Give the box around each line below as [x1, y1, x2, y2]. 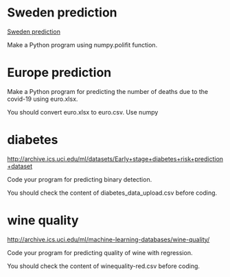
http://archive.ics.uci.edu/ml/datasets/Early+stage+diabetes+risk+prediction [7, 154, 224, 162]
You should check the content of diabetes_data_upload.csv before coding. [7, 189, 218, 197]
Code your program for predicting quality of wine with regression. [7, 248, 193, 256]
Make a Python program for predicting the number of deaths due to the [7, 87, 208, 95]
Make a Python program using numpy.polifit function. [7, 40, 158, 49]
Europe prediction [7, 65, 112, 80]
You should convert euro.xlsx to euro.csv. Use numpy [7, 108, 159, 116]
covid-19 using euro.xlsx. [7, 95, 78, 103]
